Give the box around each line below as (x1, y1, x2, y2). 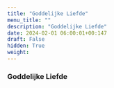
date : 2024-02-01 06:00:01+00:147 (7, 29, 108, 37)
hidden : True (7, 42, 45, 49)
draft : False (7, 36, 45, 43)
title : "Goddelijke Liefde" (7, 10, 89, 17)
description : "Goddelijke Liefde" (7, 23, 108, 30)
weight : (7, 49, 30, 56)
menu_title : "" (7, 17, 51, 24)
